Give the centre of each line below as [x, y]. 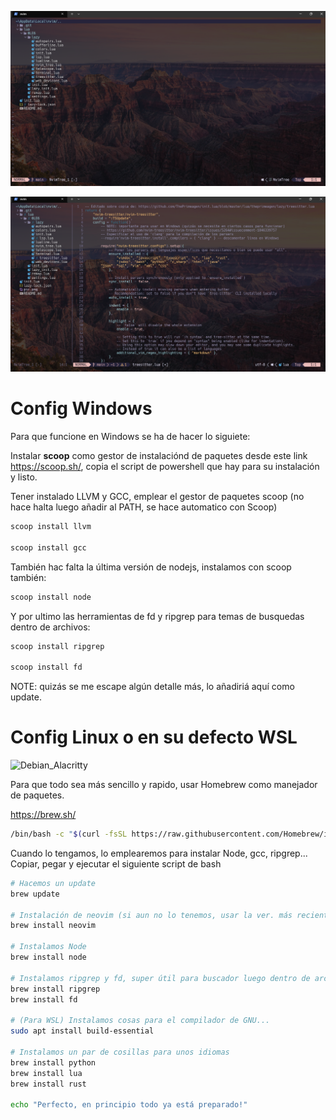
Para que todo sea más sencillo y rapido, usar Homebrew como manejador [164, 785]
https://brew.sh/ [43, 815]
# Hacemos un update [53, 883]
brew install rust [48, 1084]
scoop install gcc [48, 547]
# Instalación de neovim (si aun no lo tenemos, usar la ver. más [151, 915]
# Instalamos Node [48, 947]
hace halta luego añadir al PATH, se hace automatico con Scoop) [144, 507]
